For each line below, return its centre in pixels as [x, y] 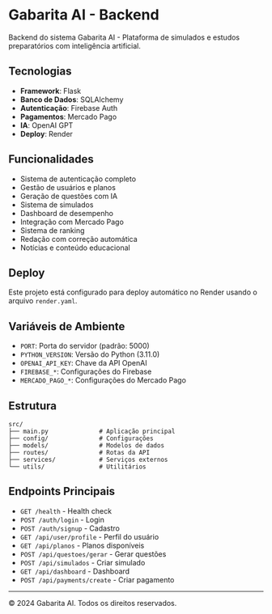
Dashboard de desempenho [66, 213]
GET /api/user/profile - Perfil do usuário [89, 536]
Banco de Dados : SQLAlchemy [72, 100]
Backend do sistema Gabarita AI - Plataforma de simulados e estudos [124, 37]
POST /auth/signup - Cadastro [70, 528]
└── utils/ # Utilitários [78, 467]
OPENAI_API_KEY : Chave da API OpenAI [83, 363]
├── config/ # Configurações [81, 438]
